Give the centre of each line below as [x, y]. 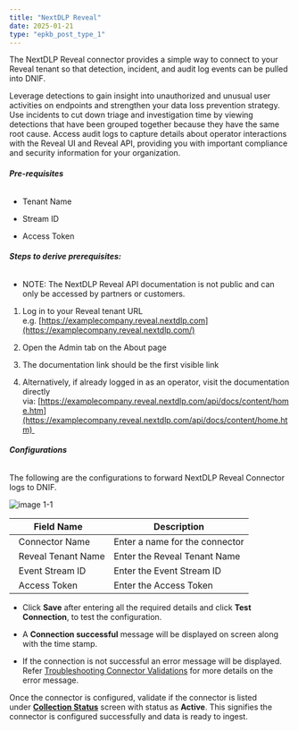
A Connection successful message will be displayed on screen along [150, 634]
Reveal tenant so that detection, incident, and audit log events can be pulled [149, 69]
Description [179, 526]
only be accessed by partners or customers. [103, 293]
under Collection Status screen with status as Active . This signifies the [141, 707]
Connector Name [54, 541]
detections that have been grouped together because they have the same [144, 124]
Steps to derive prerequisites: [66, 257]
